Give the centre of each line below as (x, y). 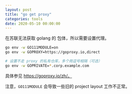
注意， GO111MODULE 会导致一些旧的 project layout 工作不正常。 (67, 86)
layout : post (18, 10)
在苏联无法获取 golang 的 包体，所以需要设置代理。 (57, 38)
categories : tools (24, 19)
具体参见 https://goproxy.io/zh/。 (39, 76)
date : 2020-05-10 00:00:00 (33, 23)
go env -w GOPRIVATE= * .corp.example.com (47, 66)
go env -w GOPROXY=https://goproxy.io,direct (52, 52)
